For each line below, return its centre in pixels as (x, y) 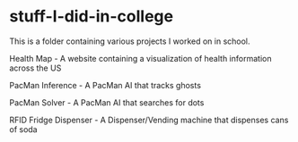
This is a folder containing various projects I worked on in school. (130, 41)
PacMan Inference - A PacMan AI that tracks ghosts (105, 85)
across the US (35, 68)
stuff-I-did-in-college (91, 17)
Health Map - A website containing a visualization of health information (140, 58)
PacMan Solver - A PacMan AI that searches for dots (107, 102)
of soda (23, 129)
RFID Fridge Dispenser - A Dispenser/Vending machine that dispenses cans (149, 120)
